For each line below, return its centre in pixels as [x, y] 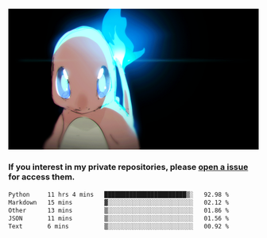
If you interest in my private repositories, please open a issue [128, 167]
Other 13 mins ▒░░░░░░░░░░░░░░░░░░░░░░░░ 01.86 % [118, 210]
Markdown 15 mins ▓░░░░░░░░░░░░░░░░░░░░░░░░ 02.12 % [118, 202]
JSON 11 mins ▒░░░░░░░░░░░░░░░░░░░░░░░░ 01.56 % [118, 218]
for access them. [42, 177]
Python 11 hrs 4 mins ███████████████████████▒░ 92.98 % [118, 194]
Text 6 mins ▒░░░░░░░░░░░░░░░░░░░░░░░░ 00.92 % [118, 226]
